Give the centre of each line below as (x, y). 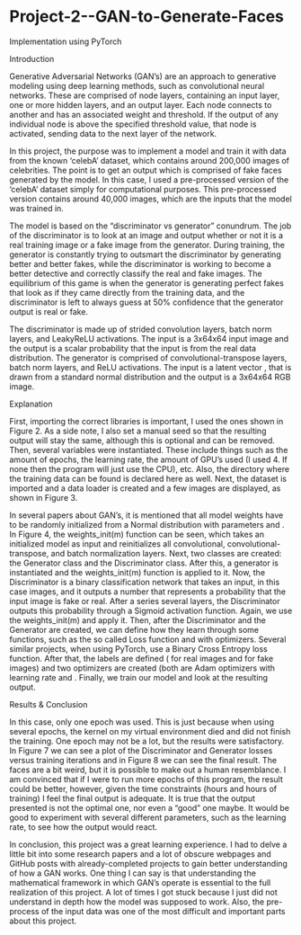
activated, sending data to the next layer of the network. (113, 133)
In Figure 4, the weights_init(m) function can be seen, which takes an (137, 534)
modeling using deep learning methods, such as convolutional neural (137, 85)
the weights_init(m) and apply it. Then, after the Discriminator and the (138, 620)
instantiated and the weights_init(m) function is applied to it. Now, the (137, 572)
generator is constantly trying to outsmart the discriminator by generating (145, 254)
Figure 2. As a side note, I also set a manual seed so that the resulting (138, 431)
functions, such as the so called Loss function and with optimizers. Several (148, 639)
